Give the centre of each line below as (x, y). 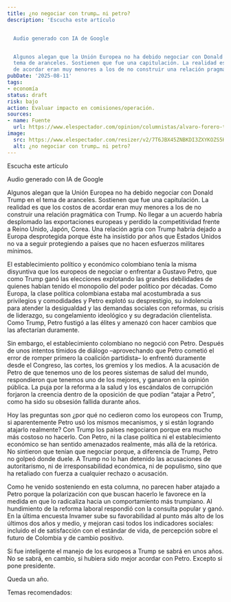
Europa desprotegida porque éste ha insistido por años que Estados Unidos (114, 236)
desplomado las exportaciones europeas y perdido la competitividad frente (113, 221)
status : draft (27, 95)
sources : (20, 114)
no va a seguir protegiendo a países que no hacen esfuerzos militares (106, 243)
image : (16, 133)
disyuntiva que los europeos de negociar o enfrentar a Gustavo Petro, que (112, 271)
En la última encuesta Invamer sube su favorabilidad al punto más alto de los (115, 515)
